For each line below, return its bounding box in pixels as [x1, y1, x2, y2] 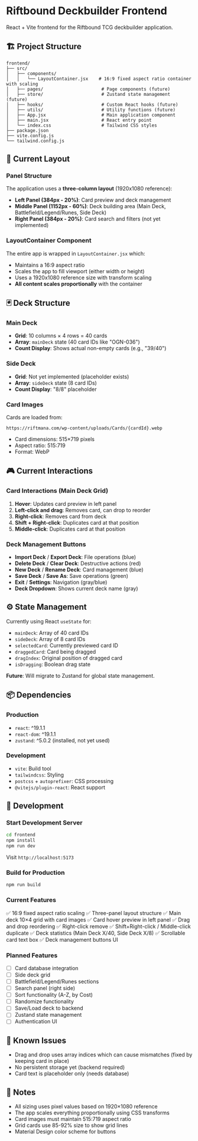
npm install [6, 838, 35, 843]
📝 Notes [6, 1087, 36, 1097]
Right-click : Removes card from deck [14, 513, 107, 520]
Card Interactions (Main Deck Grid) [6, 487, 108, 495]
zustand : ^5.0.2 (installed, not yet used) [14, 736, 111, 744]
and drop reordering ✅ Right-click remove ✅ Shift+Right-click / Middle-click [6, 923, 191, 930]
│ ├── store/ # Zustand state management [6, 91, 170, 97]
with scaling [6, 81, 38, 87]
